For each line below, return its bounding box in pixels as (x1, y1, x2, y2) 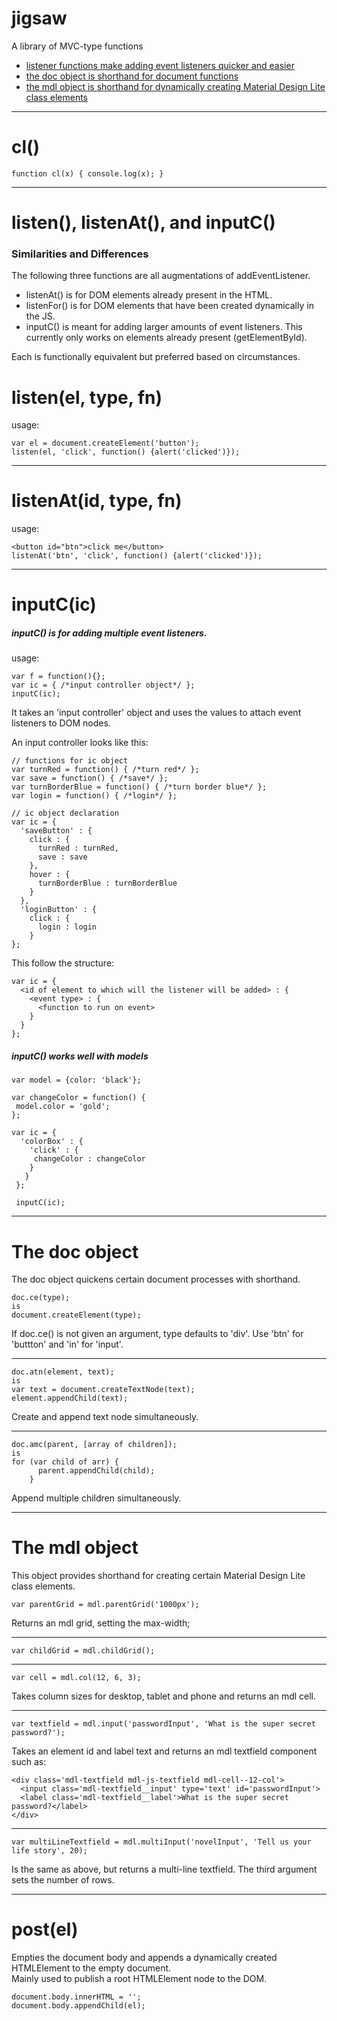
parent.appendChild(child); (37, 1466, 156, 1476)
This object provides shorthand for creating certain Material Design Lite (11, 1570, 306, 1582)
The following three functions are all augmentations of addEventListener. (11, 270, 311, 282)
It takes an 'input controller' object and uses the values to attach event (11, 707, 302, 719)
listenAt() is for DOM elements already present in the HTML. (25, 289, 273, 301)
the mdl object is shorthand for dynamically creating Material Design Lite (25, 80, 326, 92)
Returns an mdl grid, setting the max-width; (11, 1617, 191, 1629)
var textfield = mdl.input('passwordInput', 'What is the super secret (11, 1719, 316, 1729)
